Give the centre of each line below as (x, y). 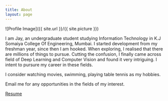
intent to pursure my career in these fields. (49, 65)
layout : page (19, 14)
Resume (14, 94)
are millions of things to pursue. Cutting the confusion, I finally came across (83, 54)
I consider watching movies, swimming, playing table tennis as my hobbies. (83, 74)
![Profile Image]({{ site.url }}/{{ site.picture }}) (52, 28)
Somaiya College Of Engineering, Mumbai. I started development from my (81, 43)
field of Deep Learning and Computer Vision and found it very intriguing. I (81, 59)
